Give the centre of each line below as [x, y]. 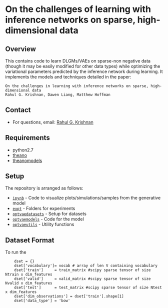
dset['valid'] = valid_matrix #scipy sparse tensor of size [82, 279]
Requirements [27, 138]
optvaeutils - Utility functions [43, 224]
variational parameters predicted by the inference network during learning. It [84, 71]
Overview [21, 49]
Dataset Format [30, 240]
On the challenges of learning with [78, 9]
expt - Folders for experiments [44, 208]
